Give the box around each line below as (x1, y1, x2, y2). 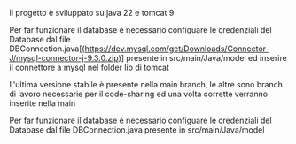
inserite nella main (9, 98, 76, 109)
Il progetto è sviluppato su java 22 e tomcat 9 (9, 8, 175, 18)
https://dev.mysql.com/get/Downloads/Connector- (84, 43, 269, 54)
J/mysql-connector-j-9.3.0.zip (9, 53, 119, 63)
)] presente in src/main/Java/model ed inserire (118, 53, 288, 63)
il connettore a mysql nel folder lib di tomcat (9, 62, 170, 72)
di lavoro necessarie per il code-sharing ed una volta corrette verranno (9, 88, 269, 99)
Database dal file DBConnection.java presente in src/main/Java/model (9, 125, 265, 135)
